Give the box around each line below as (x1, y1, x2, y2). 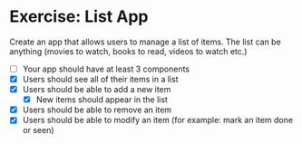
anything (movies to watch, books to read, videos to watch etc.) (9, 45, 248, 56)
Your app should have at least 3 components (22, 63, 190, 74)
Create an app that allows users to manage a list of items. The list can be (9, 36, 281, 47)
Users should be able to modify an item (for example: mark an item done (22, 115, 293, 126)
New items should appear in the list (35, 94, 168, 105)
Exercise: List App (9, 6, 149, 27)
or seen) (22, 125, 54, 136)
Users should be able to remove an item (22, 104, 172, 115)
